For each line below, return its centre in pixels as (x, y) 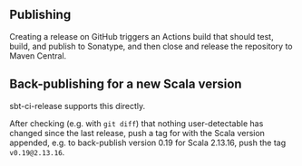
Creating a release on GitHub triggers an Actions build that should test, (141, 36)
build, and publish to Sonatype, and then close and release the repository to (151, 46)
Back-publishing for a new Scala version (126, 84)
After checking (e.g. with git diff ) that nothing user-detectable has (136, 123)
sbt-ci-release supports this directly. (78, 106)
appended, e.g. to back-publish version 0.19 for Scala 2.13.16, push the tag (148, 143)
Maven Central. (38, 55)
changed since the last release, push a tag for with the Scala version (137, 133)
